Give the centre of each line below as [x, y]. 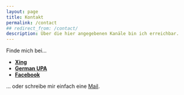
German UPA [31, 68]
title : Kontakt [25, 17]
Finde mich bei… [26, 50]
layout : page [22, 12]
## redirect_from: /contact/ [42, 28]
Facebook [27, 75]
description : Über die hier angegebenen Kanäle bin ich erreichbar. [93, 34]
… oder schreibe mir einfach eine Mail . [53, 86]
